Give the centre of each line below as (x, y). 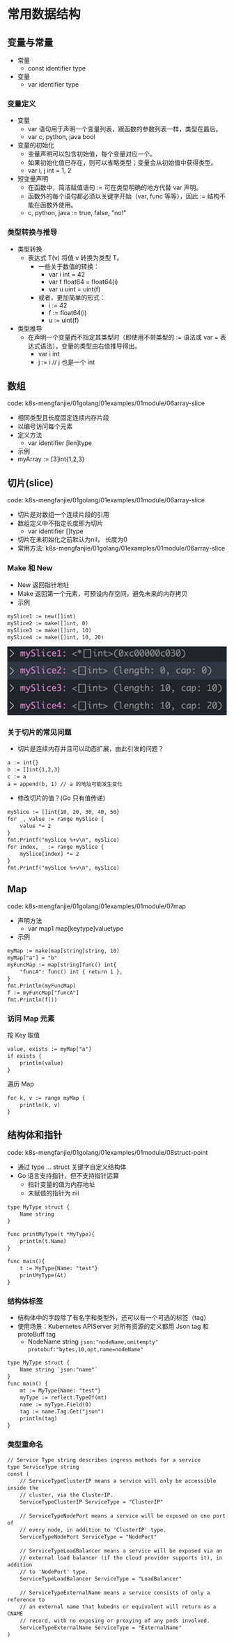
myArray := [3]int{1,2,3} (51, 459)
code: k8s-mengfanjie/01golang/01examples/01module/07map (97, 906)
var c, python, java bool (61, 137)
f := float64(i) (68, 312)
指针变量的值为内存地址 (61, 1184)
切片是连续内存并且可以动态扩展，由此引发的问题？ (91, 748)
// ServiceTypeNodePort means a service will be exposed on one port (123, 1516)
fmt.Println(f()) (32, 1000)
